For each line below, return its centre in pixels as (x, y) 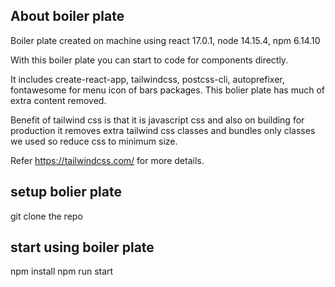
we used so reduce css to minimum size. (94, 141)
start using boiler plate (82, 247)
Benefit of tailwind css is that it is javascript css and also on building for (157, 120)
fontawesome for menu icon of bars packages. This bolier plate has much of (167, 90)
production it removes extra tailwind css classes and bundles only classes (163, 130)
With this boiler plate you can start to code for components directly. (149, 60)
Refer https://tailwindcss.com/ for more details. (107, 160)
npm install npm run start (62, 271)
